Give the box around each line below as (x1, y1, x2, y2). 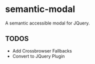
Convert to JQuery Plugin (12, 53, 65, 59)
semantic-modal (5, 3, 75, 15)
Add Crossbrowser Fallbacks (12, 47, 72, 53)
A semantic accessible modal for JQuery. (5, 20, 90, 26)
